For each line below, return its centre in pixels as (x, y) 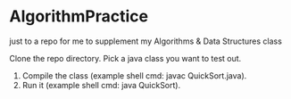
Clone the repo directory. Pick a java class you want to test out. (125, 58)
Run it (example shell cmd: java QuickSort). (101, 85)
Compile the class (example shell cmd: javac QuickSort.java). (134, 75)
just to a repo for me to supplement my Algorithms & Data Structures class (146, 41)
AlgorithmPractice (79, 16)
